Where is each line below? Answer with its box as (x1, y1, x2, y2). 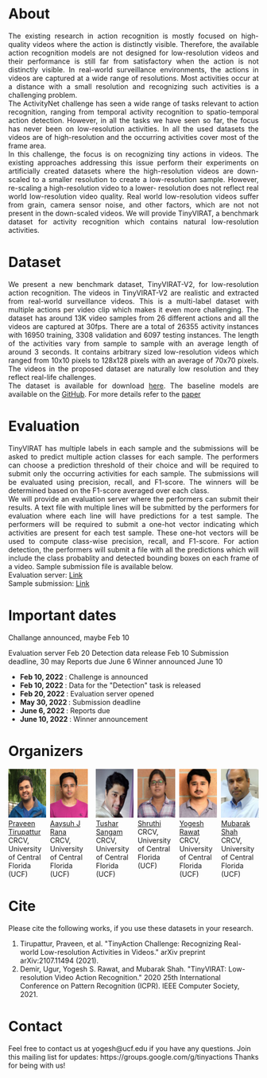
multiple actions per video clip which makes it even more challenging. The (8, 304, 259, 314)
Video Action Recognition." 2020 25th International (54, 972, 221, 982)
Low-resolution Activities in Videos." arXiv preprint (40, 947, 206, 956)
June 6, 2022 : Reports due (19, 705, 110, 715)
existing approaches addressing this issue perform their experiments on (8, 157, 259, 167)
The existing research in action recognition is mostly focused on (8, 31, 238, 41)
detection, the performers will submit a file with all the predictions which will (8, 545, 259, 554)
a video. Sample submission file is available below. (8, 561, 173, 571)
